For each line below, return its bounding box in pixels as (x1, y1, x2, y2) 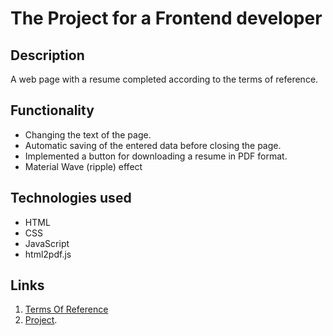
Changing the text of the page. (24, 128, 152, 141)
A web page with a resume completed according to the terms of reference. (10, 73, 319, 85)
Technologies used (10, 190, 132, 207)
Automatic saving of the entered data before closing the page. (24, 139, 282, 151)
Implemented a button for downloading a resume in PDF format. (24, 150, 288, 162)
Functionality (10, 102, 95, 119)
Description (10, 47, 85, 64)
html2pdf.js (24, 248, 72, 260)
